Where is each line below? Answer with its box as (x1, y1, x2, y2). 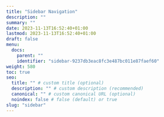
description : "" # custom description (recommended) (11, 86, 144, 92)
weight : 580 (6, 63, 35, 70)
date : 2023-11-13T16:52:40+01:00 (6, 25, 88, 31)
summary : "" (6, 19, 35, 25)
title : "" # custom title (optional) (11, 80, 104, 86)
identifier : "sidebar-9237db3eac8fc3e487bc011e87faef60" (17, 58, 160, 64)
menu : (6, 42, 19, 48)
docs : (11, 47, 25, 53)
